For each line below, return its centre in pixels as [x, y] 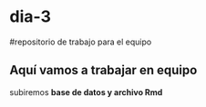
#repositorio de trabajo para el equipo [81, 42]
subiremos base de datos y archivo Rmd [86, 92]
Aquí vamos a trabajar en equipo [103, 70]
